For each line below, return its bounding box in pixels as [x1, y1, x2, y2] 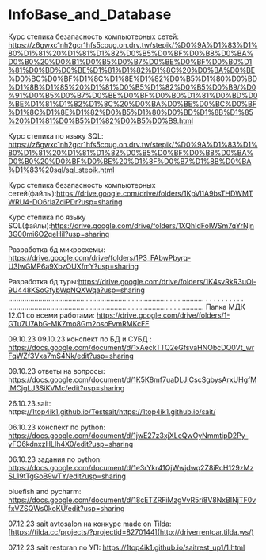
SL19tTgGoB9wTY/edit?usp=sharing [8, 471, 127, 481]
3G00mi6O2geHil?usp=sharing [8, 229, 110, 238]
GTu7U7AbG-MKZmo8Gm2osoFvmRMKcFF [8, 318, 150, 328]
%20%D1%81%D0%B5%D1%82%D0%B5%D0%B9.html [8, 116, 194, 125]
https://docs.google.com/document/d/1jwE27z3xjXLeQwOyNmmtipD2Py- [8, 430, 249, 440]
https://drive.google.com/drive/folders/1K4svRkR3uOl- [78, 276, 257, 286]
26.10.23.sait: [8, 398, 51, 408]
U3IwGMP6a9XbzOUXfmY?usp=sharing [8, 261, 139, 271]
